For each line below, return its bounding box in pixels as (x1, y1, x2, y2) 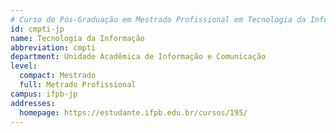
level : (10, 61, 38, 71)
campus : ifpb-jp (10, 89, 78, 99)
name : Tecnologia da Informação (10, 33, 145, 43)
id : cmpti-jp (10, 24, 65, 34)
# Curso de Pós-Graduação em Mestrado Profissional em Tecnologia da (10, 14, 307, 25)
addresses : (10, 98, 56, 108)
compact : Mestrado (19, 71, 97, 81)
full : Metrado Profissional (19, 80, 137, 90)
